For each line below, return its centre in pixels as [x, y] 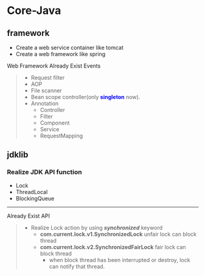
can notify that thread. [77, 266]
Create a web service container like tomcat [69, 47]
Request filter [48, 78]
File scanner [47, 91]
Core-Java [34, 11]
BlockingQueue [35, 198]
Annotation [45, 103]
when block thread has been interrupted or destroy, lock [120, 260]
